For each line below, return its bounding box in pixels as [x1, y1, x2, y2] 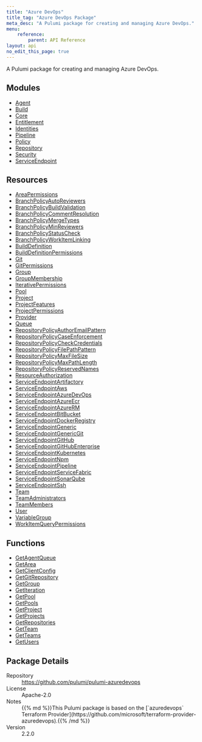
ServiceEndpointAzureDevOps [15, 391, 92, 398]
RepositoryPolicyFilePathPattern [15, 346, 96, 353]
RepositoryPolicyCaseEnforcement [15, 333, 103, 341]
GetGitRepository [15, 574, 59, 581]
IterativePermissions [15, 281, 67, 289]
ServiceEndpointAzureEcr [15, 398, 80, 405]
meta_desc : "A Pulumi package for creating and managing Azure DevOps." [6, 20, 195, 26]
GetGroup [15, 580, 40, 588]
